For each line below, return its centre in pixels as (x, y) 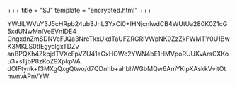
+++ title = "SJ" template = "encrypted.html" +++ (80, 10)
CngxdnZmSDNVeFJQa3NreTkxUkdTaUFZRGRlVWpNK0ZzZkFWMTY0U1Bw (118, 39)
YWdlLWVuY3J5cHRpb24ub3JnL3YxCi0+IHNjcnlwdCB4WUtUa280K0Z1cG (117, 24)
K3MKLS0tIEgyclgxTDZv (43, 46)
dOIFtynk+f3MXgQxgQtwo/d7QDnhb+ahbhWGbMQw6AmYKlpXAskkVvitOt (117, 69)
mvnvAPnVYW (28, 76)
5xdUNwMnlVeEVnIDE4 (42, 31)
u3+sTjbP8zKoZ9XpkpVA (44, 61)
